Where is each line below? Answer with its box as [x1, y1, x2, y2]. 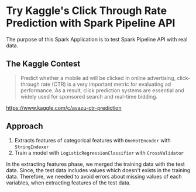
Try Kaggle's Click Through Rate [6, 4, 167, 18]
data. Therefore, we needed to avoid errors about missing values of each [6, 173, 183, 180]
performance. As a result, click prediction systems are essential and [20, 86, 184, 94]
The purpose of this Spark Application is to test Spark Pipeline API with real [6, 36, 188, 43]
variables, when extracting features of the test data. [6, 179, 131, 186]
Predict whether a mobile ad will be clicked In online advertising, [20, 74, 176, 81]
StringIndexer [14, 144, 49, 150]
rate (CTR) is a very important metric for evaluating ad [40, 81, 171, 88]
